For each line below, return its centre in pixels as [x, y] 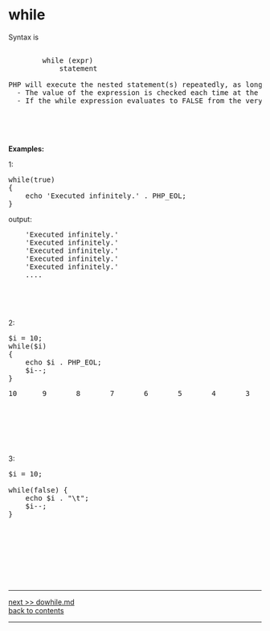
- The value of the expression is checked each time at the [137, 93]
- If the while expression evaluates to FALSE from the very [139, 101]
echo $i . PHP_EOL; [63, 362]
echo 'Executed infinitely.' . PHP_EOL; [106, 196]
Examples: [26, 148]
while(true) [32, 179]
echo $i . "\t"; [57, 498]
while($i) [27, 346]
